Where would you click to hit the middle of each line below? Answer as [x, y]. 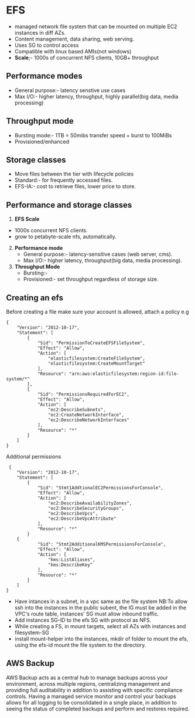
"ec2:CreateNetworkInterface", [86, 415]
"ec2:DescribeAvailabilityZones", [90, 503]
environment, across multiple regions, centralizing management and [88, 683]
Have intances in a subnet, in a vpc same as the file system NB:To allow [101, 601]
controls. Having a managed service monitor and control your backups [91, 696]
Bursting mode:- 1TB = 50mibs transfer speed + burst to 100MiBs [93, 135]
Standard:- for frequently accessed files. [64, 180]
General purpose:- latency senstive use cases [70, 90]
